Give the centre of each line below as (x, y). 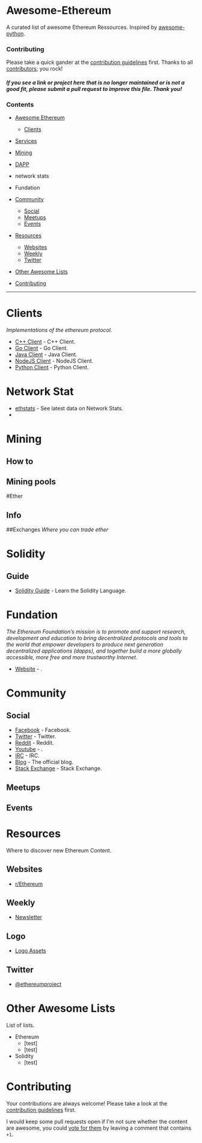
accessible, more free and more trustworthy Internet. (72, 657)
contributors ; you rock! (35, 69)
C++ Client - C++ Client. (45, 342)
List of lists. (20, 1026)
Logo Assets (30, 951)
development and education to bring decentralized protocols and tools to (97, 638)
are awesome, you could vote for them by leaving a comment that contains (99, 1128)
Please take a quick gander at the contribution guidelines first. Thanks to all (100, 62)
